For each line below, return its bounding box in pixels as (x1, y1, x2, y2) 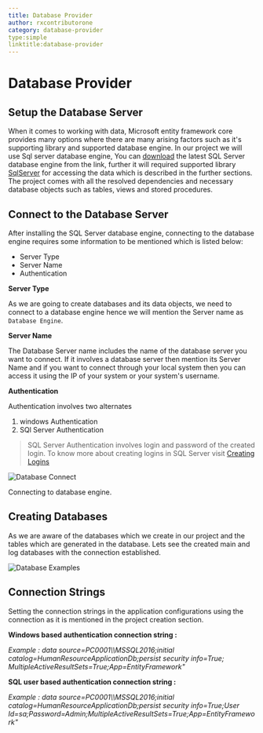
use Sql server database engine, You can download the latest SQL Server (8, 151, 246, 161)
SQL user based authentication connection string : (8, 676, 177, 687)
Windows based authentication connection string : (8, 629, 177, 640)
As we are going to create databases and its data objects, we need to (8, 299, 232, 308)
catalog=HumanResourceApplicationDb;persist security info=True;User (8, 700, 240, 710)
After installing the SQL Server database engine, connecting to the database (8, 228, 255, 238)
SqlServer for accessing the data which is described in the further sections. (8, 168, 253, 177)
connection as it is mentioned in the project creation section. (8, 614, 204, 624)
